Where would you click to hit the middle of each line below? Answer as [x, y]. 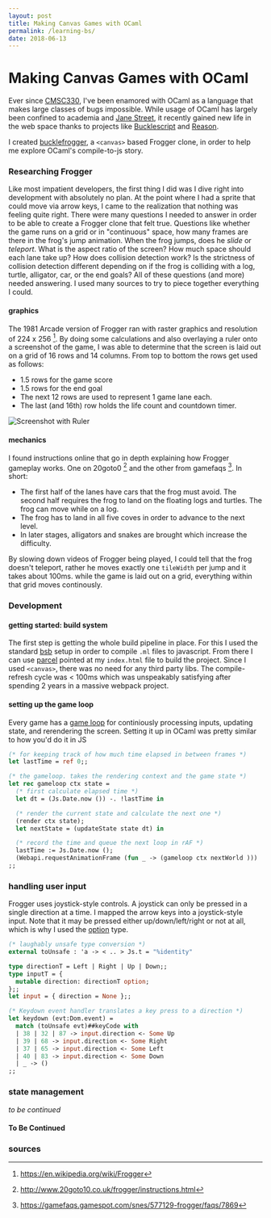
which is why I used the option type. [69, 930]
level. [29, 527]
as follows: [26, 364]
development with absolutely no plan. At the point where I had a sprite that [132, 198]
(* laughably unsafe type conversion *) [77, 945]
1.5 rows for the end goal [61, 388]
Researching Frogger [50, 172]
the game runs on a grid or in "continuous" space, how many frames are [128, 232]
